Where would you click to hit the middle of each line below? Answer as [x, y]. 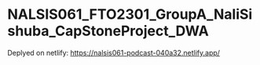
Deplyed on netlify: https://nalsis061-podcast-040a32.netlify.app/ [114, 52]
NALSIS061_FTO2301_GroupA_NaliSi [130, 14]
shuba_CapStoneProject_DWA [108, 31]
